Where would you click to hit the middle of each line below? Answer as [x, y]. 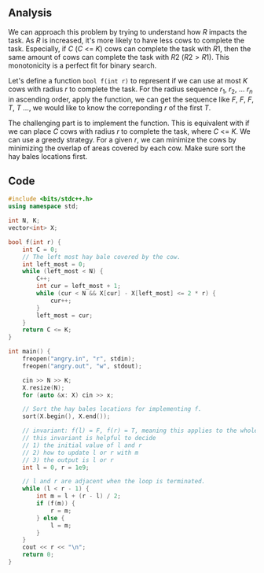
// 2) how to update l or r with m [81, 453]
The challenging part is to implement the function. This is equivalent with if [129, 123]
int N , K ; [24, 221]
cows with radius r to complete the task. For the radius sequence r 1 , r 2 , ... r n [130, 90]
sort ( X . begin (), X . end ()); [66, 416]
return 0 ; [38, 555]
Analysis [30, 13]
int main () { [29, 352]
